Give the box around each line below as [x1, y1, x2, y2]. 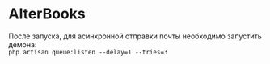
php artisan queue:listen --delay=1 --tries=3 [8, 48, 168, 56]
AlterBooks [8, 5, 86, 23]
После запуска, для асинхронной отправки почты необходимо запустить [8, 31, 263, 41]
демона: [8, 39, 37, 49]
